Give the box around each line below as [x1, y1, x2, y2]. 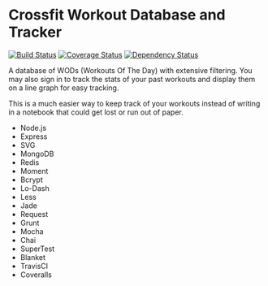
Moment [19, 166, 49, 175]
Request [19, 209, 49, 219]
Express [19, 132, 48, 141]
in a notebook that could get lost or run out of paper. [8, 107, 184, 117]
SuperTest [19, 244, 55, 253]
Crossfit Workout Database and [8, 6, 226, 24]
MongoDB [19, 149, 54, 158]
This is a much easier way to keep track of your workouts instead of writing [8, 98, 261, 108]
